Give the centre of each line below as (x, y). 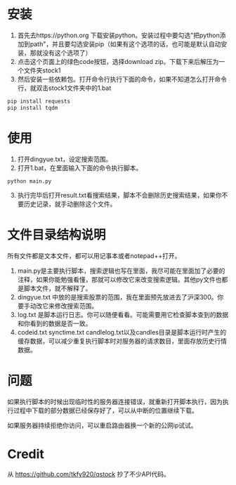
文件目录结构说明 (57, 234)
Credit (26, 454)
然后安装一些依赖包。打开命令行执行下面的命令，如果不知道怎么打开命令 (122, 79)
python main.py (29, 181)
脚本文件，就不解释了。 (58, 288)
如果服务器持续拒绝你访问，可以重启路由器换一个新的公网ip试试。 (102, 425)
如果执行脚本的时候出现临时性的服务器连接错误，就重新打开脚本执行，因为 (115, 401)
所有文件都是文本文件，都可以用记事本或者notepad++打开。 (94, 256)
